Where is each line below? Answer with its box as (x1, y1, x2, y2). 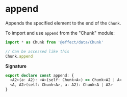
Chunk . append (5, 54, 33, 59)
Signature (5, 63, 27, 69)
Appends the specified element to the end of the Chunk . (5, 20, 121, 26)
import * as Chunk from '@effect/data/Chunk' (5, 39, 104, 45)
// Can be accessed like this (5, 49, 70, 54)
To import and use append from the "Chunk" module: (5, 30, 115, 36)
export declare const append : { (5, 72, 74, 78)
